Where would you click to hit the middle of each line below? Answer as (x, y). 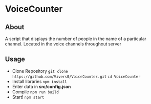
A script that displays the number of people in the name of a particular (76, 39)
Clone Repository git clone (40, 71)
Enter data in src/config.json (42, 86)
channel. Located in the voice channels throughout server (63, 44)
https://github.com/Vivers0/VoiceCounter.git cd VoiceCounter (76, 77)
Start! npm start (28, 97)
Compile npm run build (35, 92)
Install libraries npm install (39, 81)
